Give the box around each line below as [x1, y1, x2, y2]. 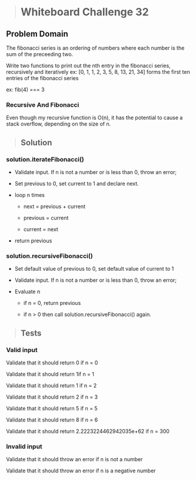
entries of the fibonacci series [6, 75, 79, 81]
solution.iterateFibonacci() [6, 155, 84, 163]
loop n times [14, 191, 45, 198]
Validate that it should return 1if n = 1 [6, 370, 95, 377]
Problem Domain [6, 29, 69, 39]
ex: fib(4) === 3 [6, 86, 45, 93]
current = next [23, 225, 59, 232]
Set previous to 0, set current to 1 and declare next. [14, 180, 139, 187]
